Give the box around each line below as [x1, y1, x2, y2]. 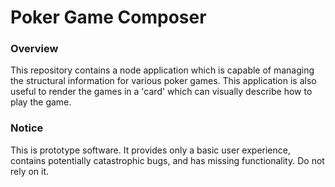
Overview [10, 42, 59, 56]
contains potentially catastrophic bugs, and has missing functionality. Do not [10, 154, 325, 166]
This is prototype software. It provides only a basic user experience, [10, 144, 291, 156]
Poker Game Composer [10, 6, 207, 29]
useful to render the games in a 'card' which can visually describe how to [10, 86, 313, 98]
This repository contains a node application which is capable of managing [10, 64, 315, 76]
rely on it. [10, 165, 50, 177]
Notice [10, 121, 44, 135]
